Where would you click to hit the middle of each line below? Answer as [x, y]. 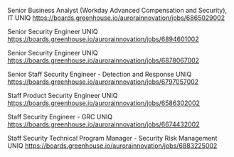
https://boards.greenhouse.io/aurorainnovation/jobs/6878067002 [103, 60]
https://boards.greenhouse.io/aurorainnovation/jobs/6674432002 [103, 124]
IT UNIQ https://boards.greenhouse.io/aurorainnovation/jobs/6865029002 [116, 18]
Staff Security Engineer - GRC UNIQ [60, 117]
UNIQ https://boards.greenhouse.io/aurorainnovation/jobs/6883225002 [112, 146]
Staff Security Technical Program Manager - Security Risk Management [112, 138]
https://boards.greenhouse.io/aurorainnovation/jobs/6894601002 [103, 39]
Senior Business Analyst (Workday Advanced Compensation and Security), [117, 10]
